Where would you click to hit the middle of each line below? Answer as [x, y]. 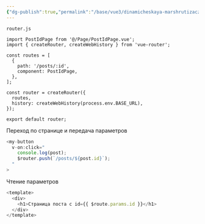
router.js [19, 29]
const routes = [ [28, 55]
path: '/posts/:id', [43, 66]
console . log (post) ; [42, 153]
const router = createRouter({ [46, 93]
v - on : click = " [28, 147]
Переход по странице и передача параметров [67, 130]
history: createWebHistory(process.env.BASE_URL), [77, 103]
